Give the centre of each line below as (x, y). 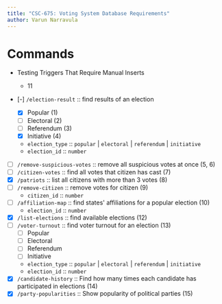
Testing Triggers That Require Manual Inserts (81, 73)
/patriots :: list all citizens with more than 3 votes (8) (92, 180)
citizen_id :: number (56, 195)
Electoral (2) (45, 120)
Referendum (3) (49, 128)
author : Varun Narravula (42, 20)
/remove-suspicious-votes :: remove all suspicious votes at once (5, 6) (116, 164)
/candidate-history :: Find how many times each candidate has (107, 279)
